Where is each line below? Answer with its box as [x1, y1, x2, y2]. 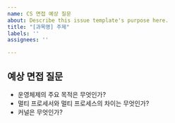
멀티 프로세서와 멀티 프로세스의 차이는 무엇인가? [17, 99, 150, 108]
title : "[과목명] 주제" [7, 23, 70, 30]
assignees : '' [7, 37, 49, 44]
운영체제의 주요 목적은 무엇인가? [17, 90, 107, 98]
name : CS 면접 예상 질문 [7, 10, 72, 18]
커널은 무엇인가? [17, 108, 64, 116]
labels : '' [7, 30, 40, 37]
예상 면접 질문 [7, 70, 64, 82]
